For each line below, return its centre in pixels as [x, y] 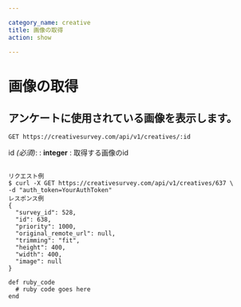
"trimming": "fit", [48, 241]
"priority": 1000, [46, 227]
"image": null [39, 262]
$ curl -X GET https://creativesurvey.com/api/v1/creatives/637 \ [121, 183]
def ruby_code [32, 283]
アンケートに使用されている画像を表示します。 [123, 118]
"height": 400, [41, 248]
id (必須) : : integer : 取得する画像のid [69, 153]
